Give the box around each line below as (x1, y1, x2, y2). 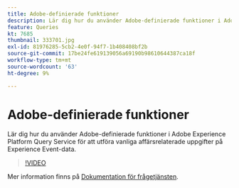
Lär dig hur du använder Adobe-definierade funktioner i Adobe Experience (7, 130, 226, 138)
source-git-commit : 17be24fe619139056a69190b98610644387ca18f (7, 50, 196, 57)
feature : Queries (7, 23, 59, 31)
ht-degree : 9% (7, 70, 50, 77)
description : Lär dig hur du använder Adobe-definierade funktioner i (7, 17, 221, 24)
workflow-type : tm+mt (7, 57, 72, 64)
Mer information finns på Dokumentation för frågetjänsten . (7, 172, 179, 181)
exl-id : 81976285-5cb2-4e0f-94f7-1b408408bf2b (7, 43, 148, 50)
